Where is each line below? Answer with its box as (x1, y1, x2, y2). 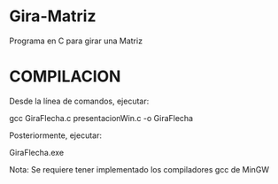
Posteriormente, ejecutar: (9, 130, 103, 141)
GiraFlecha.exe (9, 147, 65, 157)
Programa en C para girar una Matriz (9, 35, 143, 46)
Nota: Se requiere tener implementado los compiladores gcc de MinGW (9, 164, 270, 174)
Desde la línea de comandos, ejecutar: (9, 96, 150, 106)
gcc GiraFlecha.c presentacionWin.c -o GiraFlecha (9, 112, 193, 123)
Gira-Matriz (9, 6, 97, 27)
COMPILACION (9, 66, 121, 87)
